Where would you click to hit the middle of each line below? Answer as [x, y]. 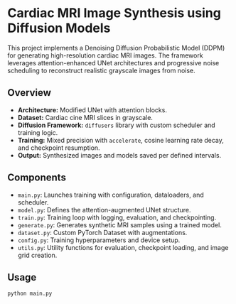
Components [37, 178]
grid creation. [37, 255]
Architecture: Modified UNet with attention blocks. [92, 110]
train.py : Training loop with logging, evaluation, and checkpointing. [117, 217]
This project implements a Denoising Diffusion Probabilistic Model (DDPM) [116, 48]
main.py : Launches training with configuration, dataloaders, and [111, 195]
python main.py [30, 294]
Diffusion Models [59, 28]
